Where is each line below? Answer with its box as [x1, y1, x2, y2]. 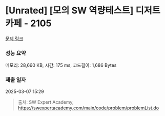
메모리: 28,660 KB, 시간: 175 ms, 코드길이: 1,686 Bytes [5, 62, 117, 68]
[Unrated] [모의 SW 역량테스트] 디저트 [5, 5, 160, 16]
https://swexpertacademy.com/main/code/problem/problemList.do [17, 105, 159, 111]
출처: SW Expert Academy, [17, 99, 74, 105]
